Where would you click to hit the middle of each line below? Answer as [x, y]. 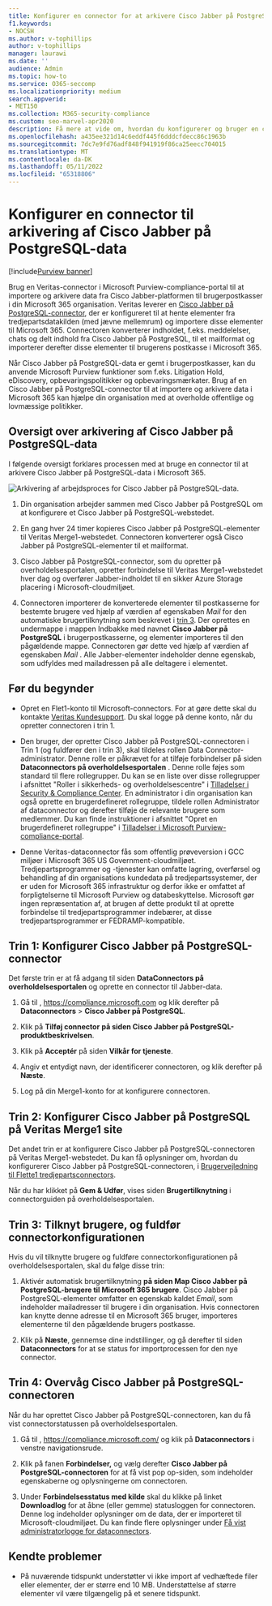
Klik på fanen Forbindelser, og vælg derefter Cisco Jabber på [124, 1463]
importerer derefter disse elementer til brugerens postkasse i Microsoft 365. [135, 347]
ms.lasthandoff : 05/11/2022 [56, 167]
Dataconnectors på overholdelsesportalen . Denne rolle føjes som [132, 766]
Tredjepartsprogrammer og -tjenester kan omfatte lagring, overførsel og [140, 869]
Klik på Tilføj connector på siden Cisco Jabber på [104, 1027]
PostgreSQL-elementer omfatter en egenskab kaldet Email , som [126, 1298]
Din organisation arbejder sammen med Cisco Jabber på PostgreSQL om [141, 504]
